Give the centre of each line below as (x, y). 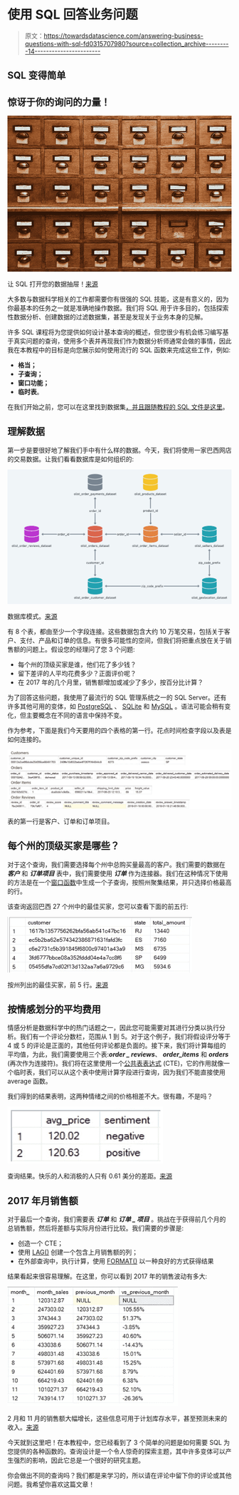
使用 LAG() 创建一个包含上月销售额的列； (78, 1253)
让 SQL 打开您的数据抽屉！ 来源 (53, 284)
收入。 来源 (23, 1427)
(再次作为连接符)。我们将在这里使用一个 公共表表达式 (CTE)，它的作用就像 (116, 1064)
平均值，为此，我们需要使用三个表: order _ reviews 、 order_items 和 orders (118, 1054)
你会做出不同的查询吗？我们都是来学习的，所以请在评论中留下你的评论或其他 (119, 1476)
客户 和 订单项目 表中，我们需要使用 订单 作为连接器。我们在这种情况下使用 (118, 873)
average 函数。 (30, 1082)
